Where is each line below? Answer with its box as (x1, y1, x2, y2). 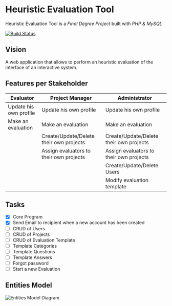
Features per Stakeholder (5, 79, 88, 88)
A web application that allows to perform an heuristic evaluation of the (5, 59, 154, 65)
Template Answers (12, 254, 52, 260)
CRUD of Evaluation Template (12, 237, 75, 243)
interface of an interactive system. (5, 64, 78, 70)
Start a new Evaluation (12, 266, 60, 272)
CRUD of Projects (12, 231, 50, 237)
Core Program (12, 214, 42, 220)
